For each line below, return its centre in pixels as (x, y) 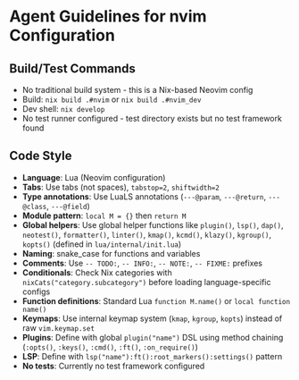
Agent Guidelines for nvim (108, 17)
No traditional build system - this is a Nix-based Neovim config (137, 90)
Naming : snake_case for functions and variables (111, 253)
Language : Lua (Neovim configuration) (94, 177)
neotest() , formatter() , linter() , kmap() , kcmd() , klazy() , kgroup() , (147, 234)
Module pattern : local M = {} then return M (104, 215)
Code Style (41, 156)
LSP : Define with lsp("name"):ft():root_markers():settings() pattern (152, 356)
